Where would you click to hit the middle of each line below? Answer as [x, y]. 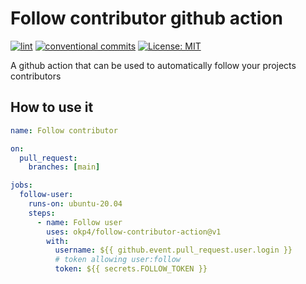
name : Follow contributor [64, 130]
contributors [36, 76]
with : [58, 241]
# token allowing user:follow [118, 260]
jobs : [21, 185]
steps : [42, 213]
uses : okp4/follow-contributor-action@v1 [134, 232]
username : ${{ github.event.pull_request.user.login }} [173, 250]
